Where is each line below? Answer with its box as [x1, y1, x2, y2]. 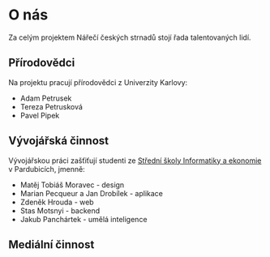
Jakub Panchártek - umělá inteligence [19, 214, 148, 224]
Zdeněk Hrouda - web [19, 197, 95, 207]
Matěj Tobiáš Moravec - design [19, 180, 125, 190]
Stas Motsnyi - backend [19, 205, 101, 216]
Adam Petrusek [19, 93, 72, 103]
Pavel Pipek [19, 110, 60, 120]
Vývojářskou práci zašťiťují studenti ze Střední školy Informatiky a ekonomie [8, 156, 262, 165]
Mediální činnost [8, 238, 95, 251]
